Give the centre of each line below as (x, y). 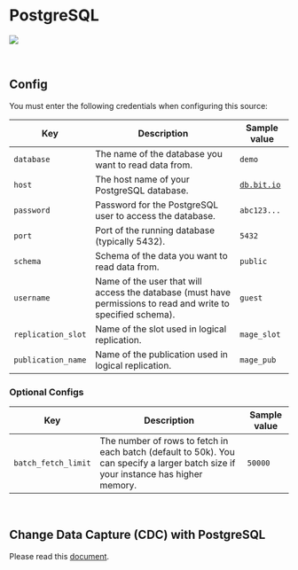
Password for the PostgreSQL (157, 205)
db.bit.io (260, 184)
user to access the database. (155, 215)
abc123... (260, 210)
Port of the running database (155, 230)
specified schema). (135, 314)
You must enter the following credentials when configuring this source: (138, 105)
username (32, 297)
